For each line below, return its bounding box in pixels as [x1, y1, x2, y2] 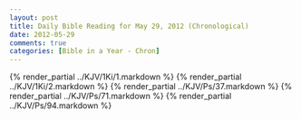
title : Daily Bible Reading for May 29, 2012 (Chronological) [9, 22, 249, 31]
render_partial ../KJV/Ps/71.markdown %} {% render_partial [9, 91, 232, 102]
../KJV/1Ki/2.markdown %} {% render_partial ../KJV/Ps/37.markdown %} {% [9, 81, 293, 92]
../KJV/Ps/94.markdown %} [9, 100, 112, 111]
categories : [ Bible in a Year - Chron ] [9, 47, 160, 56]
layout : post [9, 13, 59, 23]
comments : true [9, 38, 67, 48]
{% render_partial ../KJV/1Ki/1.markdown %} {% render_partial [9, 71, 242, 82]
